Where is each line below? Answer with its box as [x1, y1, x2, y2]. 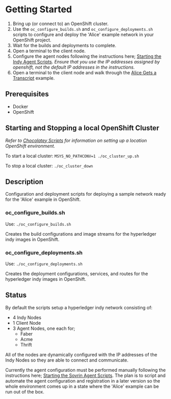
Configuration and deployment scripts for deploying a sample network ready [5, 191, 166, 197]
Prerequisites [5, 90, 49, 98]
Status [5, 291, 27, 300]
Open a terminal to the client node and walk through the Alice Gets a [12, 69, 157, 75]
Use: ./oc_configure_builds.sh [5, 221, 71, 227]
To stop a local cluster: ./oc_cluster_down [5, 162, 93, 169]
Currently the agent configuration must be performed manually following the [5, 367, 166, 373]
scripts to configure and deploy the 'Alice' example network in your [12, 31, 154, 37]
